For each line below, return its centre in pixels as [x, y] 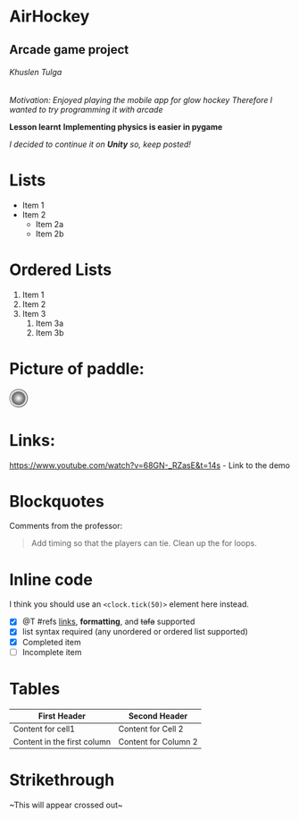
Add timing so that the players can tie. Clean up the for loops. [144, 543]
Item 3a [50, 323]
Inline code [51, 580]
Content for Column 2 [158, 741]
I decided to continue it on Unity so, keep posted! [100, 144]
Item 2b [50, 234]
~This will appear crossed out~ [66, 805]
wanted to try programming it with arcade [86, 109]
